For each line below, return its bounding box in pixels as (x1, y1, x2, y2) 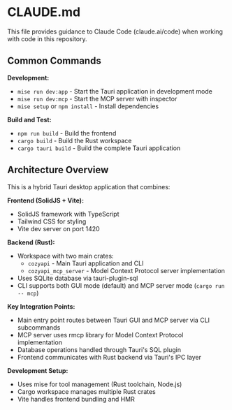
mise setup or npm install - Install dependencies (17, 102, 159, 110)
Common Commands (7, 55, 101, 67)
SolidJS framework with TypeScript (17, 210, 119, 218)
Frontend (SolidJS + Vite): (7, 196, 85, 205)
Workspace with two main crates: (17, 251, 114, 260)
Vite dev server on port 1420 (17, 224, 100, 233)
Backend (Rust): (7, 238, 55, 247)
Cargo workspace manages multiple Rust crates (17, 387, 156, 395)
